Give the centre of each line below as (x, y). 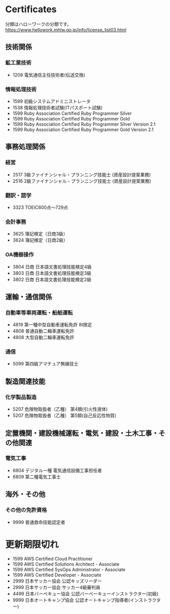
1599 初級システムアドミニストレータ (52, 101)
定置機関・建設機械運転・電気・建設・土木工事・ (82, 433)
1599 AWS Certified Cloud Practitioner (53, 559)
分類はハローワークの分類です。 (39, 24)
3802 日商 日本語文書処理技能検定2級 (52, 279)
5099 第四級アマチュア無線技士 (45, 364)
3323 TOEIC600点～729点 (40, 207)
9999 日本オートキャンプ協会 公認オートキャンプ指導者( (71, 600)
